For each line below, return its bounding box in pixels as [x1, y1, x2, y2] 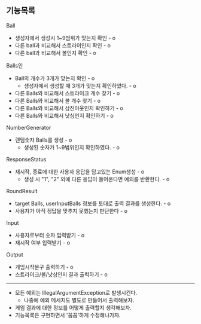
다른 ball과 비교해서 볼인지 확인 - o [14, 49, 97, 56]
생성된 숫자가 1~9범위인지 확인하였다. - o [23, 143, 120, 151]
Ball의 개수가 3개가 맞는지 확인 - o [14, 74, 95, 82]
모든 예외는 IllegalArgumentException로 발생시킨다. [14, 289, 138, 296]
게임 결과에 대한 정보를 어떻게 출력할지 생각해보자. [14, 304, 132, 311]
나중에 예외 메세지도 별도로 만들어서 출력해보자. [23, 297, 135, 304]
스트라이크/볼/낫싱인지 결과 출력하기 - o [14, 271, 108, 278]
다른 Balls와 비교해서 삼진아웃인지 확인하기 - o [14, 104, 124, 112]
